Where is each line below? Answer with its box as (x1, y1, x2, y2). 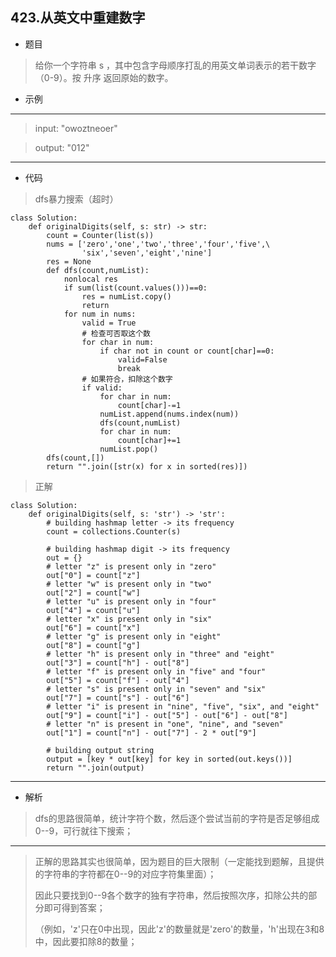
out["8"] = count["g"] (46, 640, 141, 650)
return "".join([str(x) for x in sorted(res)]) (46, 461, 248, 472)
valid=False (117, 354, 168, 365)
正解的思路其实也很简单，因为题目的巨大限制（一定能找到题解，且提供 (34, 855, 325, 867)
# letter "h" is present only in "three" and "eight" (46, 649, 275, 659)
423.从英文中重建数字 (10, 9, 146, 27)
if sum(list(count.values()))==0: (63, 283, 208, 293)
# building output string (46, 745, 155, 755)
